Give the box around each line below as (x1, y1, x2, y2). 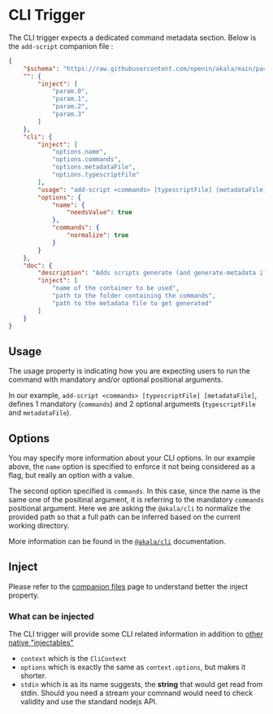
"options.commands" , (51, 156, 122, 164)
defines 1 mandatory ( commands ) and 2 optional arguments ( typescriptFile (8, 399, 256, 409)
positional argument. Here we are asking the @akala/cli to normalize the (8, 503, 251, 514)
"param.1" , (51, 95, 89, 103)
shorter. (19, 671, 47, 681)
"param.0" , (51, 87, 89, 95)
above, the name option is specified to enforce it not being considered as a (8, 462, 256, 471)
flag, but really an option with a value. (8, 471, 134, 480)
